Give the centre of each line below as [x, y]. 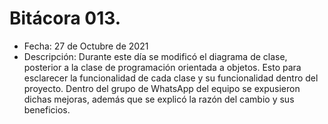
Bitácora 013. [65, 18]
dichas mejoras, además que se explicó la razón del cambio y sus [159, 99]
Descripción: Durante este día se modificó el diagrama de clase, [155, 56]
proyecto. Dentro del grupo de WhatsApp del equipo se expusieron [162, 88]
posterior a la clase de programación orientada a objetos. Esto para [162, 67]
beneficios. [47, 109]
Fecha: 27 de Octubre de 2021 [86, 46]
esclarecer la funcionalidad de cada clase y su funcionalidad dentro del [171, 78]
